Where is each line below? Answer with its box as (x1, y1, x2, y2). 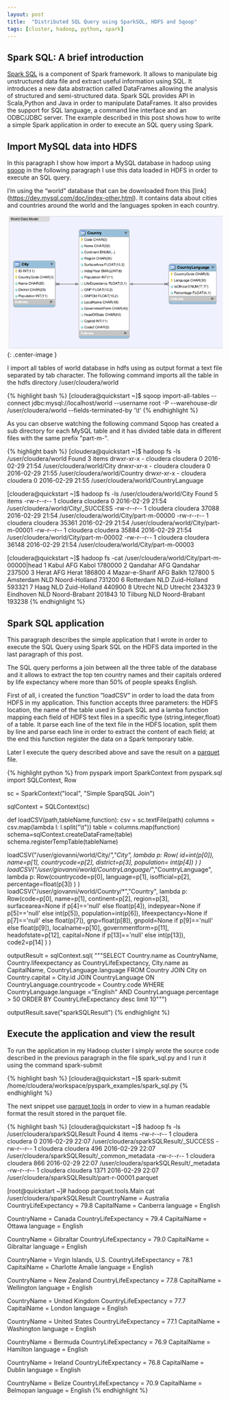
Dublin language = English (7, 1365, 81, 1374)
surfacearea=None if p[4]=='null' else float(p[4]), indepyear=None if (7, 902, 201, 910)
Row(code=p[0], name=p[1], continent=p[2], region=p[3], (7, 894, 170, 903)
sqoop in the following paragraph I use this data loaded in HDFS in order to (7, 166, 218, 174)
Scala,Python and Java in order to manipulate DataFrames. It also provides (7, 99, 218, 108)
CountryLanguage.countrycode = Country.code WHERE (7, 981, 165, 989)
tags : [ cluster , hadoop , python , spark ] (7, 25, 125, 32)
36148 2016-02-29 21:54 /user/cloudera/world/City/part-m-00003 (7, 541, 194, 549)
